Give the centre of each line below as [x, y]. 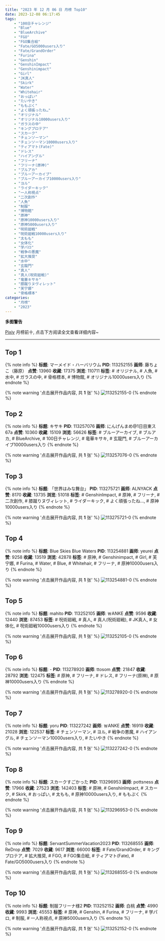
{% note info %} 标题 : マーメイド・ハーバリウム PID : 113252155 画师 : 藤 [77, 365]
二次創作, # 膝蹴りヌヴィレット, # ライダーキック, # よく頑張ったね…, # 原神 [82, 501]
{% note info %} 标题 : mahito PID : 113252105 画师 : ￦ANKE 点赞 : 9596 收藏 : [81, 613]
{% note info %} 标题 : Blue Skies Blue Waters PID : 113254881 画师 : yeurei [79, 551]
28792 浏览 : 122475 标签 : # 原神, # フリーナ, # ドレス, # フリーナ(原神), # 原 [82, 676]
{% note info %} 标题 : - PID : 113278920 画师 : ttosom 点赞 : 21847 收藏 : [76, 669]
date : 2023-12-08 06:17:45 [33, 14]
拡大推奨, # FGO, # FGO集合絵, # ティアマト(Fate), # [81, 855]
